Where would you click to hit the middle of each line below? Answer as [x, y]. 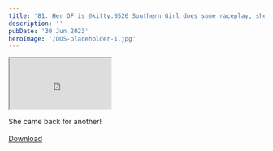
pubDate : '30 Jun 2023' [49, 31]
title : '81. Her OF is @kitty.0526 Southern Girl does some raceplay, [130, 16]
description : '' [36, 24]
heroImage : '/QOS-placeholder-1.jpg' [72, 39]
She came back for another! [55, 122]
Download [26, 139]
